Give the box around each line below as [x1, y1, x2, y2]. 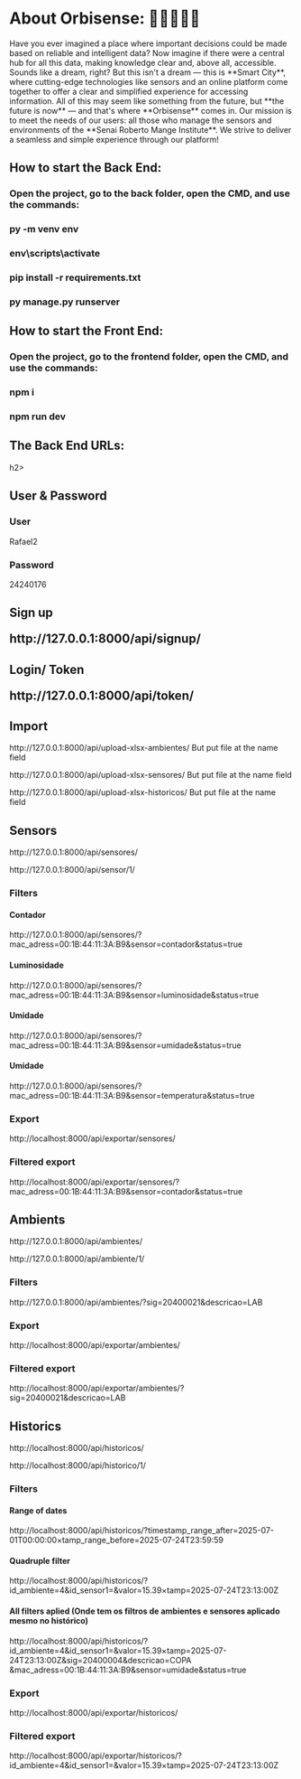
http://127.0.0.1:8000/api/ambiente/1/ [9, 1253, 145, 1264]
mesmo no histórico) [9, 1615, 88, 1626]
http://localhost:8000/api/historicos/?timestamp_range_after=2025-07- [9, 1525, 275, 1536]
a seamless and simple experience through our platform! [9, 134, 219, 145]
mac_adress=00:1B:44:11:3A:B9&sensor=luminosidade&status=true [9, 989, 260, 1000]
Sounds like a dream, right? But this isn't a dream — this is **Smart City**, [9, 67, 287, 78]
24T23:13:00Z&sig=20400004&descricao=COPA [9, 1654, 192, 1665]
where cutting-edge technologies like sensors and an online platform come [9, 76, 288, 87]
